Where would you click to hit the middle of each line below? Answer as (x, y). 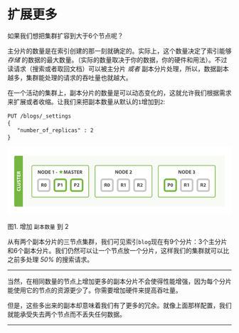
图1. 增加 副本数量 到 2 (38, 227)
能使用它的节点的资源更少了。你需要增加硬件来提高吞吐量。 (95, 290)
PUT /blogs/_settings (39, 116)
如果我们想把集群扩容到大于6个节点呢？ (65, 36)
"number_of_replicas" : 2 (55, 130)
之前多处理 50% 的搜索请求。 (51, 260)
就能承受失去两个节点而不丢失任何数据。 (67, 314)
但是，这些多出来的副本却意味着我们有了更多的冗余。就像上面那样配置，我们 (119, 306)
